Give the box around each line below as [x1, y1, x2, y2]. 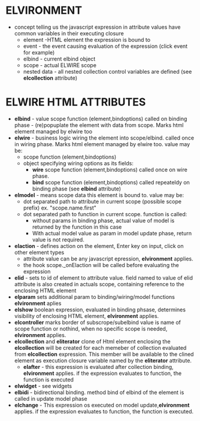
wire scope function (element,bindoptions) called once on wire [32, 166, 188, 173]
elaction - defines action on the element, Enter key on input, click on [14, 242, 184, 249]
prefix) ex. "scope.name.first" [23, 204, 97, 211]
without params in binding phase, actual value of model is [32, 217, 175, 224]
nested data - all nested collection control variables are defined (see [23, 68, 192, 75]
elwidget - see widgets [14, 382, 72, 389]
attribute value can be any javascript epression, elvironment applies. [23, 255, 193, 262]
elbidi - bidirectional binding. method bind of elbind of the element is [14, 389, 184, 396]
